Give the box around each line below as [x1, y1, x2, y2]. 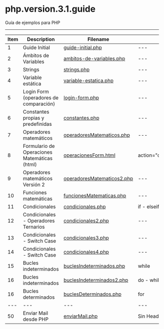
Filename [87, 36, 110, 43]
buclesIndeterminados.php [63, 262, 125, 269]
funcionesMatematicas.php [63, 192, 126, 199]
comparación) [22, 100, 55, 107]
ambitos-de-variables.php [63, 55, 125, 62]
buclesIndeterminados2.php [63, 277, 128, 283]
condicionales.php [63, 203, 106, 210]
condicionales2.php [63, 217, 109, 224]
